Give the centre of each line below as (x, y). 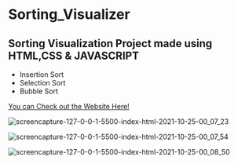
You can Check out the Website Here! (69, 106)
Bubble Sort (39, 91)
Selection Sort (42, 83)
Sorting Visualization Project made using (110, 44)
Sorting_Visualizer (70, 15)
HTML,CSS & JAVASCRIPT (74, 55)
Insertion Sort (42, 75)
